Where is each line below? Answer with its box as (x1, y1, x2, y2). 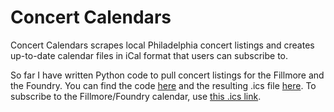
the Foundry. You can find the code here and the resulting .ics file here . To (10, 79, 317, 91)
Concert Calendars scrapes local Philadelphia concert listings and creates (10, 39, 315, 51)
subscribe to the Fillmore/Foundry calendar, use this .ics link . (10, 90, 262, 102)
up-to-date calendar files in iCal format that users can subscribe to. (10, 49, 289, 61)
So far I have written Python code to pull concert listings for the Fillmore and (10, 69, 325, 81)
